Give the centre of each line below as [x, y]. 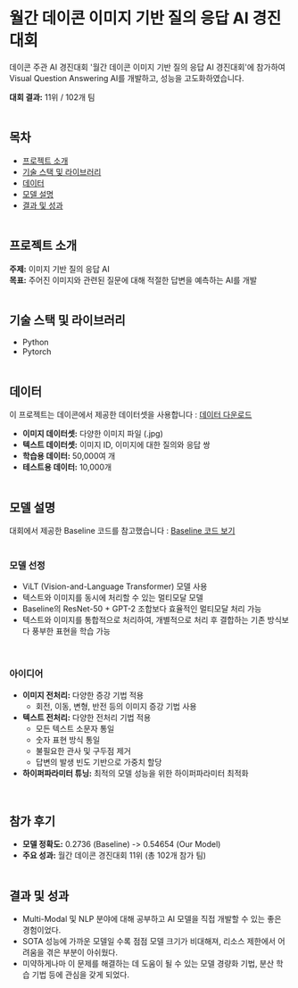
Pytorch [37, 352]
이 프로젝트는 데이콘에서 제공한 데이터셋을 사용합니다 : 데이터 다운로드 [131, 415]
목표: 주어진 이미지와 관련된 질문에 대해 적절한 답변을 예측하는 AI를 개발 [133, 280]
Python [35, 342]
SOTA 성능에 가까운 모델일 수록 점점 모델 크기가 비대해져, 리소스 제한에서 [149, 942]
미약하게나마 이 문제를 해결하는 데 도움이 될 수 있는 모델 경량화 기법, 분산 [148, 964]
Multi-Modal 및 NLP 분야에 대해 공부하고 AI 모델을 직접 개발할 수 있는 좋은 [152, 919]
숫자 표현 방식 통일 [68, 739]
